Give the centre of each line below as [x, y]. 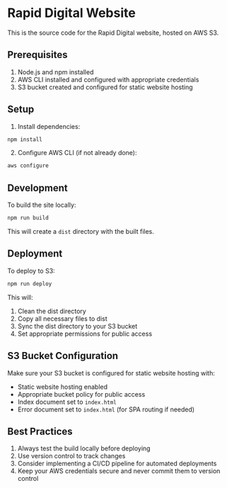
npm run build [28, 218]
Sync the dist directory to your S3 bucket [77, 326]
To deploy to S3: [31, 271]
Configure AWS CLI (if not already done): [77, 153]
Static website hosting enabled [63, 387]
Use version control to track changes [71, 456]
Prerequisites [37, 55]
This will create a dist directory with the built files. [81, 231]
